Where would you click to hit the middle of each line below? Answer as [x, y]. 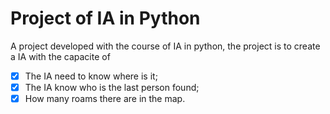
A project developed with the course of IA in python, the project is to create [165, 46]
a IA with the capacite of [60, 56]
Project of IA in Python [105, 18]
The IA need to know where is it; [91, 76]
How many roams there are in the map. [105, 99]
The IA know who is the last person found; [112, 87]
